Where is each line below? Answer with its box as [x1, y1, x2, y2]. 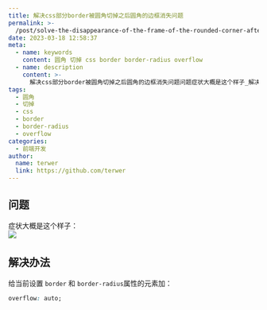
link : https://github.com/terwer [15, 167, 126, 175]
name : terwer [15, 160, 59, 168]
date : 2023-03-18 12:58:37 [8, 33, 98, 42]
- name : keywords [15, 48, 73, 56]
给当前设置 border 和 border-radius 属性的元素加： [8, 278, 172, 288]
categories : [8, 137, 48, 145]
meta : [8, 41, 26, 49]
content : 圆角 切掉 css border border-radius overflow [22, 56, 203, 64]
